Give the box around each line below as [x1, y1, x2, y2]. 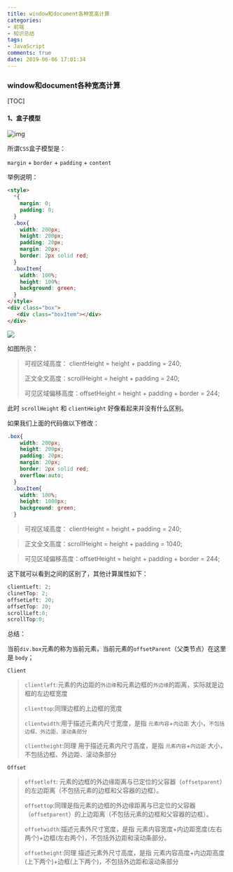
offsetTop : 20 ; [7, 603, 52, 610]
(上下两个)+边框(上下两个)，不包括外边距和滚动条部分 [24, 857, 179, 866]
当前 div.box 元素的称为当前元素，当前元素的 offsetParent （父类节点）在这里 [7, 645, 227, 653]
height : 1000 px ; [20, 498, 68, 506]
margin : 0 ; [20, 200, 52, 207]
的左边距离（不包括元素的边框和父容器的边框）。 [24, 786, 163, 795]
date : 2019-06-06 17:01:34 [7, 56, 86, 63]
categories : [7, 17, 42, 24]
